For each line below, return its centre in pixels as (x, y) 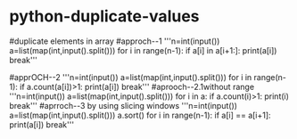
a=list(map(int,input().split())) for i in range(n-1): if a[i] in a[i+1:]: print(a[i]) (143, 50)
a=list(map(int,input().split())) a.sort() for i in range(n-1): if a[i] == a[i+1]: (140, 115)
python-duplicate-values (104, 16)
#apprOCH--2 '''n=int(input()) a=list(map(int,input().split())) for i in (131, 77)
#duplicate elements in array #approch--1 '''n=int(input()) (115, 41)
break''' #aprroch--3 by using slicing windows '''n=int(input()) (124, 105)
